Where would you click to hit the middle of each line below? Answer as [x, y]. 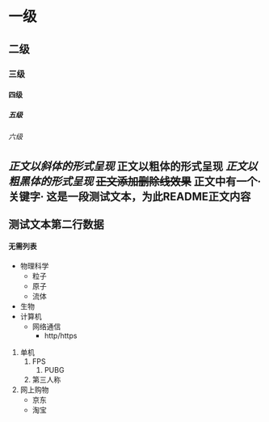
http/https [61, 335]
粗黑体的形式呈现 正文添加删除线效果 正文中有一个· [134, 181]
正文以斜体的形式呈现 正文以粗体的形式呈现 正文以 [133, 166]
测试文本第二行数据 [56, 224]
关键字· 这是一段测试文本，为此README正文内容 [130, 196]
